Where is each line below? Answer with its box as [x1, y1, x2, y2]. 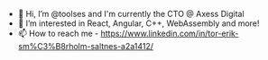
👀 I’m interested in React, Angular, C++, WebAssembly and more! [17, 18, 260, 29]
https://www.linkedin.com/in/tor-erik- [100, 28, 239, 39]
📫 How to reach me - [17, 28, 99, 39]
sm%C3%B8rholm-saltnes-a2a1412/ [17, 41, 154, 51]
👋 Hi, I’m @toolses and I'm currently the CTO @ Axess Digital [17, 9, 245, 19]
